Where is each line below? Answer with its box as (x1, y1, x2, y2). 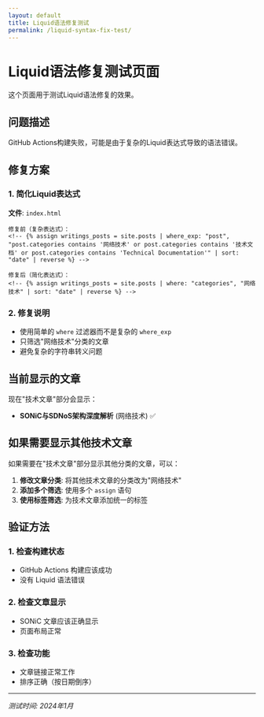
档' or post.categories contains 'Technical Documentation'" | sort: (8, 249, 240, 257)
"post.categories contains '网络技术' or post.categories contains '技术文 (8, 240, 254, 248)
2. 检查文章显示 (8, 596, 67, 607)
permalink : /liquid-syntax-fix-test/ (8, 26, 132, 34)
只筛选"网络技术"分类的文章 (19, 336, 109, 347)
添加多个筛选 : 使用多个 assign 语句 (19, 485, 132, 495)
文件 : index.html (8, 208, 61, 217)
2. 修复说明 (8, 307, 50, 318)
